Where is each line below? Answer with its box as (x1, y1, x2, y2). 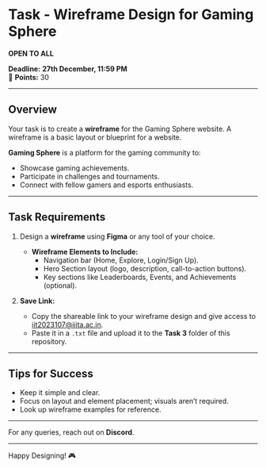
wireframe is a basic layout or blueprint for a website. (8, 132, 182, 142)
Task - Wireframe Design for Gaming (8, 6, 254, 24)
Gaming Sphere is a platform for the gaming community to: (8, 148, 201, 157)
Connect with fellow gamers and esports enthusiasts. (19, 180, 194, 190)
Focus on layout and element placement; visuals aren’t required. (19, 397, 230, 406)
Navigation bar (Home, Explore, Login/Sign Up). (43, 255, 199, 265)
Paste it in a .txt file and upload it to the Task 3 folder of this (31, 328, 231, 338)
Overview (8, 103, 58, 117)
